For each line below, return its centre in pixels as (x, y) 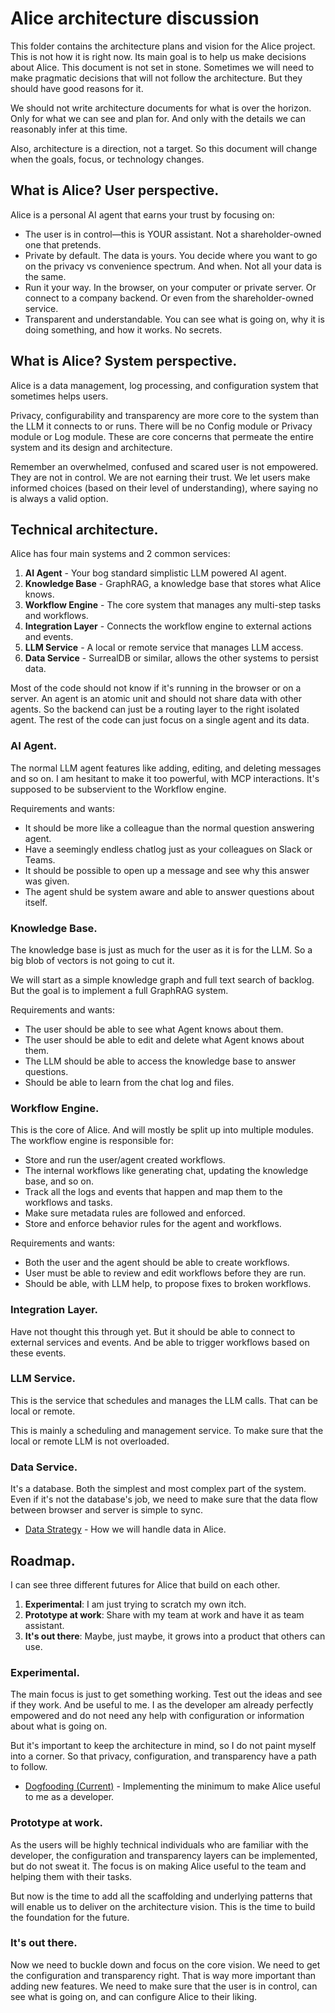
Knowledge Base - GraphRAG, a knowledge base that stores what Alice (173, 584)
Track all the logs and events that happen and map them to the (153, 1192)
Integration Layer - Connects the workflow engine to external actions (168, 626)
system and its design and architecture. (91, 447)
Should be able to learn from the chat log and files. (129, 1082)
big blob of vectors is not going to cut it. (92, 960)
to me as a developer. (69, 1797)
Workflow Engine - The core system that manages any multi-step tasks (173, 605)
